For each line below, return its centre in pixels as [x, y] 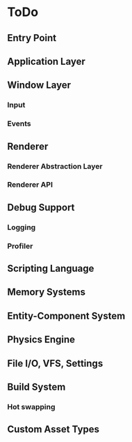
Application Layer [46, 61]
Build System [36, 387]
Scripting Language [51, 269]
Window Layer [39, 85]
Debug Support [41, 207]
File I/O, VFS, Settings [55, 363]
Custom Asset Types [53, 429]
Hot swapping [31, 406]
